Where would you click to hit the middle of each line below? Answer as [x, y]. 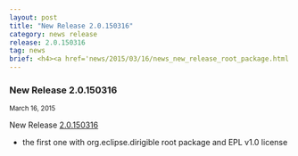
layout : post [33, 17]
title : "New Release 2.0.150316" [71, 26]
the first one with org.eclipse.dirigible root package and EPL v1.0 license [155, 143]
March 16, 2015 [33, 109]
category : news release [54, 34]
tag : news [28, 51]
